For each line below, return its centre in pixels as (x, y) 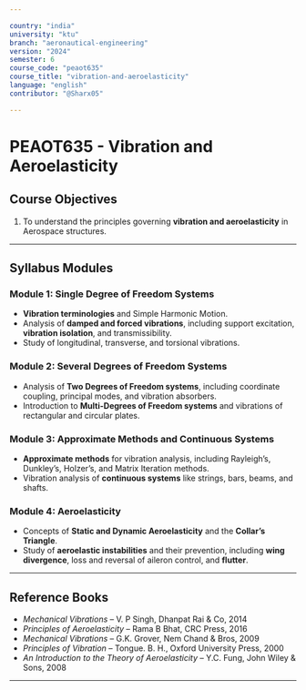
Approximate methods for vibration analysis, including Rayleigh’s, (147, 458)
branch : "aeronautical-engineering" (79, 43)
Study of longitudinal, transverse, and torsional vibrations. (131, 343)
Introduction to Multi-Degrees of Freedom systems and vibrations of (153, 405)
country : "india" (42, 25)
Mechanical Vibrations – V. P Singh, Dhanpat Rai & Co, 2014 (135, 619)
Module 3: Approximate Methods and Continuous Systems (142, 439)
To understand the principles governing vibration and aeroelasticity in (155, 221)
